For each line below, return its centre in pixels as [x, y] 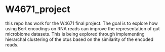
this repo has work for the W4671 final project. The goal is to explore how [82, 23]
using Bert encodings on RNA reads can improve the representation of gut [83, 28]
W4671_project [38, 9]
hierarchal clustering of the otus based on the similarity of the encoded [79, 39]
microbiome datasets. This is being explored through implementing [75, 34]
